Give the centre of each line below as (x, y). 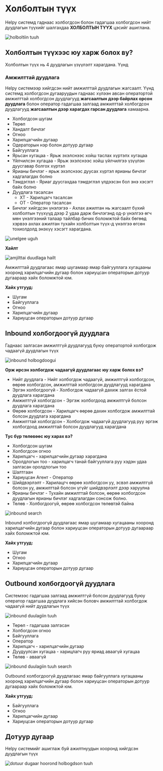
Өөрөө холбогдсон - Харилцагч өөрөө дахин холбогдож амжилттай (83, 411)
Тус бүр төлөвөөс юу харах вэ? (39, 436)
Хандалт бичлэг (29, 129)
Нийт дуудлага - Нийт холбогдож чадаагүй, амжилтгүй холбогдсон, (83, 379)
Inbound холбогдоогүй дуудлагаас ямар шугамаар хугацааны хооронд (80, 522)
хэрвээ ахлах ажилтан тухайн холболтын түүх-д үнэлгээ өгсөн (79, 224)
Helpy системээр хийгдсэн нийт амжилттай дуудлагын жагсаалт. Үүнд (80, 88)
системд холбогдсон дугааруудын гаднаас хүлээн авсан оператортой (79, 93)
